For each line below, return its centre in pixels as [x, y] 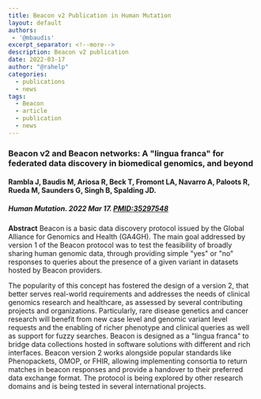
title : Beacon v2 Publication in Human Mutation [90, 15]
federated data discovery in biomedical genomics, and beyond [131, 163]
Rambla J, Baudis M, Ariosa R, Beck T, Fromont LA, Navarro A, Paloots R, [129, 182]
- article [31, 111]
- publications [40, 81]
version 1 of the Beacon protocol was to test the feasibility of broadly [120, 245]
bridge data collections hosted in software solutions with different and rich [129, 344]
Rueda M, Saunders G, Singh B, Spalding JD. [82, 190]
